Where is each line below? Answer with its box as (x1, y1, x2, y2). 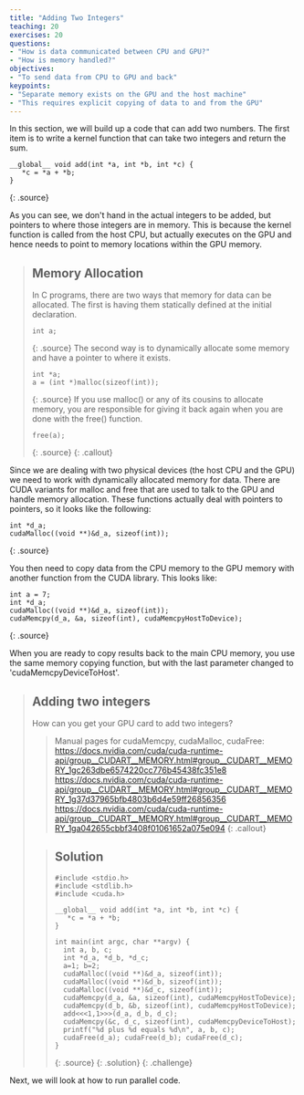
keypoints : (9, 81, 51, 90)
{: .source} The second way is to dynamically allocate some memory (31, 343, 290, 354)
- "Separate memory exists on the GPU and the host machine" (9, 89, 247, 99)
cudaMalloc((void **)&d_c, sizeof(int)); (62, 985, 224, 995)
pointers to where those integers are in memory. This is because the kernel (9, 220, 292, 231)
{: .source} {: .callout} (31, 447, 113, 458)
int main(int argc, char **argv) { (54, 937, 190, 946)
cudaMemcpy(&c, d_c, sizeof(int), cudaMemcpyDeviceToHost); (62, 1017, 297, 1027)
